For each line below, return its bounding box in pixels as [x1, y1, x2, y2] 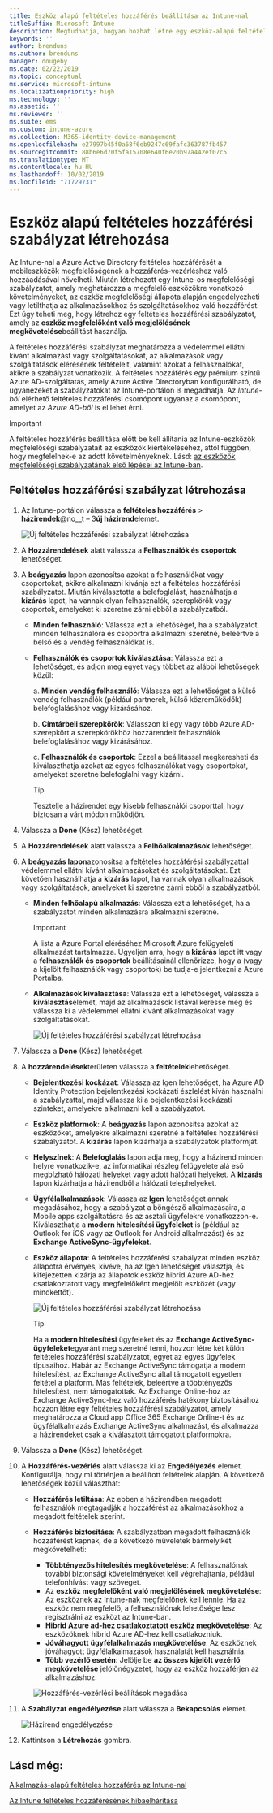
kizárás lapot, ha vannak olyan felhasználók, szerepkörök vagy [20, 595, 232, 605]
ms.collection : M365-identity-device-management [9, 132, 177, 141]
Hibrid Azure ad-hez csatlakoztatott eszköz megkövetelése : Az [45, 1620, 262, 1630]
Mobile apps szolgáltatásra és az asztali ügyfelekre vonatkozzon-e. [32, 1211, 258, 1221]
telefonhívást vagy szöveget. [45, 1577, 142, 1587]
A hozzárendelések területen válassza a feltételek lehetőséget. [20, 1061, 231, 1071]
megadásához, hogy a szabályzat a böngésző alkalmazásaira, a [32, 1202, 246, 1212]
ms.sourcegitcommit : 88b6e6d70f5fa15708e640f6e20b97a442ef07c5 [9, 148, 228, 156]
